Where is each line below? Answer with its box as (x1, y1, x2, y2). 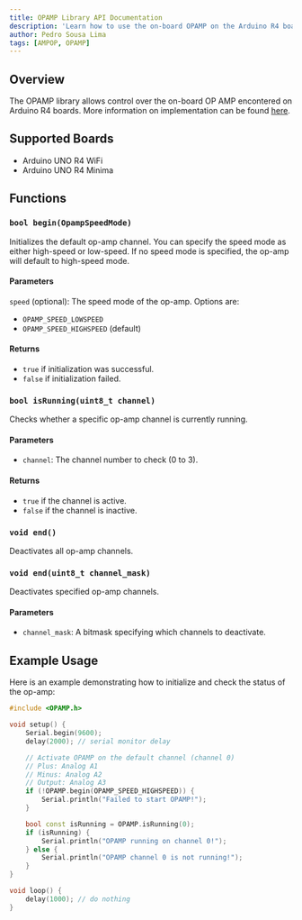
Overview (9, 71, 66, 87)
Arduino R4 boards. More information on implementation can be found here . (9, 105, 290, 116)
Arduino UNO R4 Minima (22, 164, 114, 176)
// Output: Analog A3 (25, 779, 106, 788)
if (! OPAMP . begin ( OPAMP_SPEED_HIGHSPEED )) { (25, 787, 195, 796)
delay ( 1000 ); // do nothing (25, 894, 130, 904)
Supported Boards (9, 132, 114, 147)
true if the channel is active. (22, 495, 128, 506)
